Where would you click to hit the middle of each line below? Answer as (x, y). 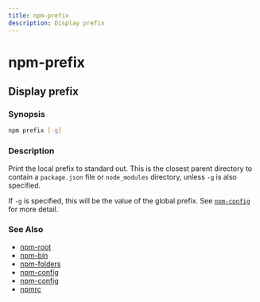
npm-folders (40, 264)
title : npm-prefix (39, 15)
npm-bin (34, 255)
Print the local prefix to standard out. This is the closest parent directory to (130, 168)
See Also (26, 230)
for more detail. (33, 209)
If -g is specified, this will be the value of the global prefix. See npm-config (129, 200)
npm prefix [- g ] (35, 131)
